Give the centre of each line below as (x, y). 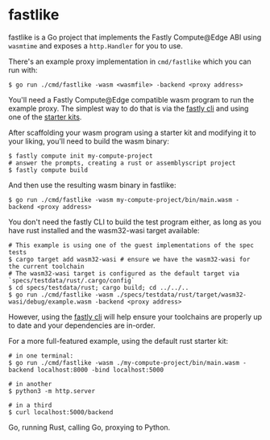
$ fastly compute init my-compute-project (81, 156)
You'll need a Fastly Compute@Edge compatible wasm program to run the (131, 99)
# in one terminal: (41, 356)
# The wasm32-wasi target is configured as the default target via (124, 273)
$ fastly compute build (48, 170)
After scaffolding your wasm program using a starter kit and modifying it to (132, 132)
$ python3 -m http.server (52, 391)
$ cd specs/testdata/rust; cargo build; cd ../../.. (99, 287)
